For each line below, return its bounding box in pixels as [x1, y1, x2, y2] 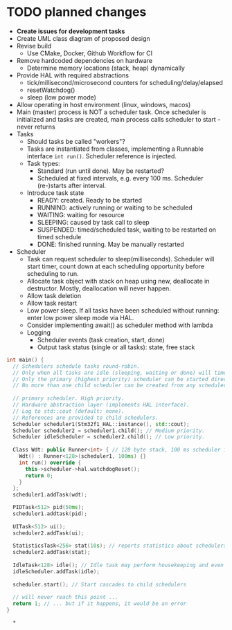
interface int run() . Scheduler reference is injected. [26, 151, 177, 160]
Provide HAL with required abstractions [16, 71, 130, 80]
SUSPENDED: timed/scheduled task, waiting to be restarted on [37, 225, 216, 234]
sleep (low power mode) [26, 93, 96, 101]
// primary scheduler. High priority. [12, 395, 125, 402]
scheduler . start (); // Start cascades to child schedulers [12, 581, 187, 588]
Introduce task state [26, 188, 84, 197]
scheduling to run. [26, 269, 79, 277]
